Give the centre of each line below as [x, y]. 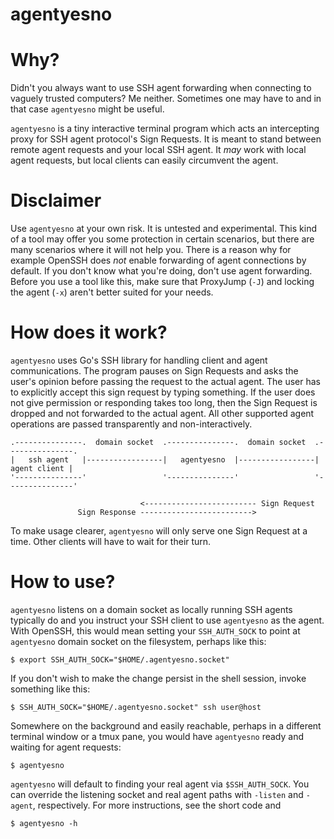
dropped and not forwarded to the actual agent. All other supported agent [162, 413]
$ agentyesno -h [44, 823]
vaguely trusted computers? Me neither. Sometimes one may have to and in [166, 99]
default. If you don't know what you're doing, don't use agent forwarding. [161, 271]
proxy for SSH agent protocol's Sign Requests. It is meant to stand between [166, 139]
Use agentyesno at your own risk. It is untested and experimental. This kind [164, 229]
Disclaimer [56, 200]
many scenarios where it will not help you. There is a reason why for [151, 250]
